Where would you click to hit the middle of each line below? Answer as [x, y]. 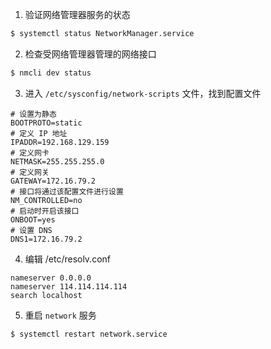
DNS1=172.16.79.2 [46, 239]
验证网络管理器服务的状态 [77, 14]
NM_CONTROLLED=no [46, 200]
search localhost [46, 295]
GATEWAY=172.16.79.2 [53, 181]
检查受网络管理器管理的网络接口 [90, 54]
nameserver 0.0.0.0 [51, 278]
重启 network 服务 [60, 315]
